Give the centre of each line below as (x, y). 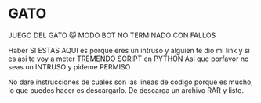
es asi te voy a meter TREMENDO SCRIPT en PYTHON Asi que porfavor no (129, 59)
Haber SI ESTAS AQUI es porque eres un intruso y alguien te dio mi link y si (129, 50)
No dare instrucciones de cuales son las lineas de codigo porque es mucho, (130, 82)
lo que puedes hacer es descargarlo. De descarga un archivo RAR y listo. (126, 90)
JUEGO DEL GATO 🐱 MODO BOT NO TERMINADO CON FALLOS (112, 35)
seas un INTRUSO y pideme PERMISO (69, 66)
